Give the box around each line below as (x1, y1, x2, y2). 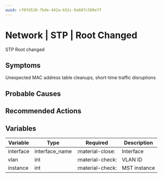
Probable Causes (5, 89, 61, 98)
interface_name (34, 147, 72, 155)
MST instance (122, 164, 155, 171)
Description (124, 139, 153, 146)
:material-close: (76, 147, 115, 155)
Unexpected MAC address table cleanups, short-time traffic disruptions (5, 74, 156, 81)
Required (85, 139, 108, 146)
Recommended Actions (5, 107, 82, 115)
